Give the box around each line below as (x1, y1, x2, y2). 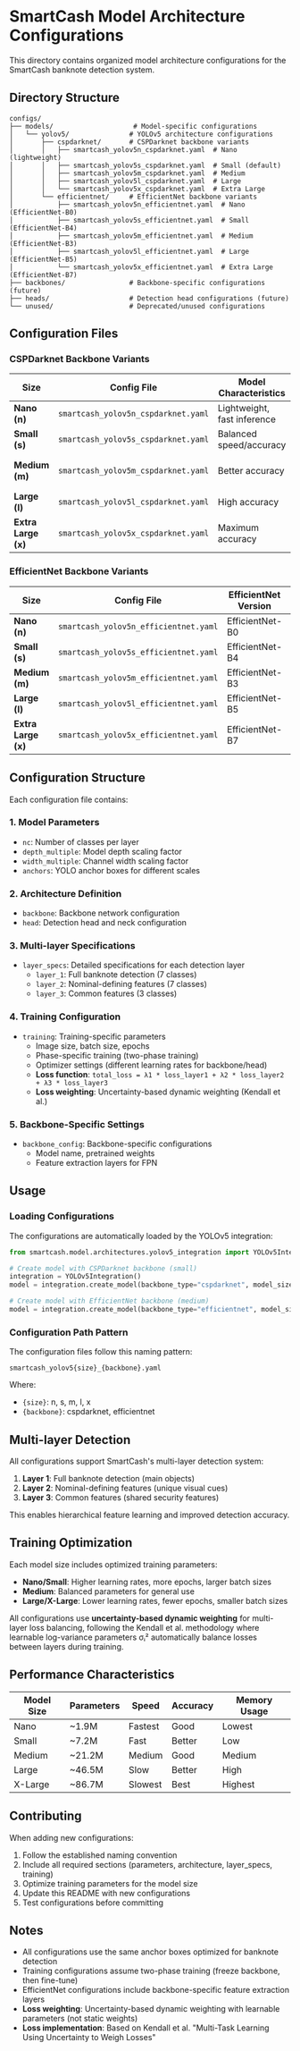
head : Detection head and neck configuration (21, 917, 187, 928)
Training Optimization (9, 1535, 133, 1550)
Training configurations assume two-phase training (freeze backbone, (21, 1965, 280, 1977)
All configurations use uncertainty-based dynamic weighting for (9, 1612, 251, 1624)
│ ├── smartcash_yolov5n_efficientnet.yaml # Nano (9, 199, 246, 209)
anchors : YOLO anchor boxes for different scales (21, 865, 201, 875)
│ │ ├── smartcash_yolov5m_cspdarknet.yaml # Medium (9, 168, 246, 178)
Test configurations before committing (21, 1897, 163, 1908)
